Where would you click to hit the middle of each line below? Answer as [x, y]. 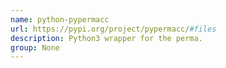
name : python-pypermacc [60, 19]
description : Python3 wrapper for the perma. [106, 38]
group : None [35, 47]
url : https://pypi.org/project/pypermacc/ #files [113, 29]
